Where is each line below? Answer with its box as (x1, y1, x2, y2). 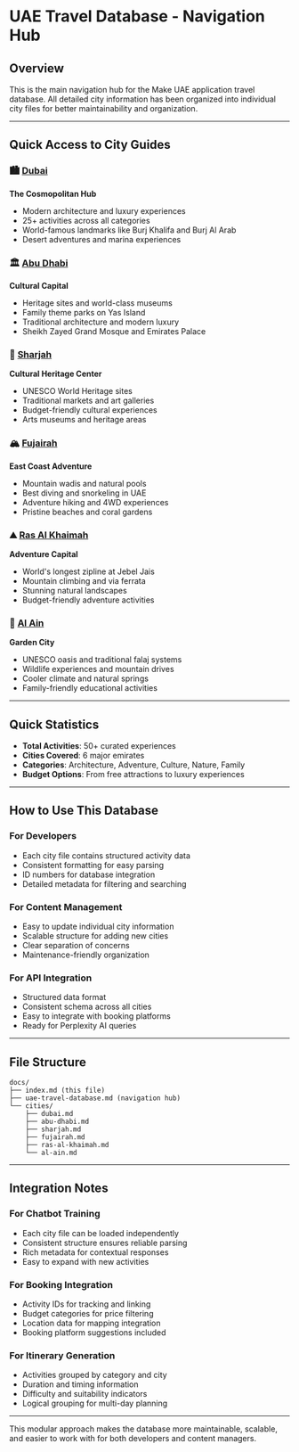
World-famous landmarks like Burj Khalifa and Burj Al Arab (21, 225, 237, 235)
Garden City (9, 637, 55, 648)
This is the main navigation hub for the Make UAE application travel (9, 85, 255, 94)
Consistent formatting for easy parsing (21, 859, 165, 870)
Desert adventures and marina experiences (21, 234, 182, 244)
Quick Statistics (9, 717, 100, 732)
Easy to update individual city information (21, 921, 174, 931)
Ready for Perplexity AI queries (21, 1021, 137, 1031)
